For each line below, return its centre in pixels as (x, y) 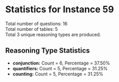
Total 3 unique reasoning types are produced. (53, 34)
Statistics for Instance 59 (60, 9)
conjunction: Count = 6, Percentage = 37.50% (61, 63)
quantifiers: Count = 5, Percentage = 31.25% (60, 68)
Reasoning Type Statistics (48, 50)
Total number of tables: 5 (32, 29)
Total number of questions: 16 (36, 24)
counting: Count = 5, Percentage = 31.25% (58, 74)
